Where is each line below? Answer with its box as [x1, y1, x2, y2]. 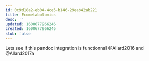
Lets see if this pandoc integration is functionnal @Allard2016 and [5, 45, 144, 51]
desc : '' [5, 17, 24, 22]
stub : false [5, 31, 31, 36]
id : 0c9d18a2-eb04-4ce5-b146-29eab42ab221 [5, 7, 97, 13]
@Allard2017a [5, 50, 34, 56]
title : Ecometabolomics [5, 12, 56, 17]
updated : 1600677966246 [5, 21, 56, 27]
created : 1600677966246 [5, 26, 56, 32]
